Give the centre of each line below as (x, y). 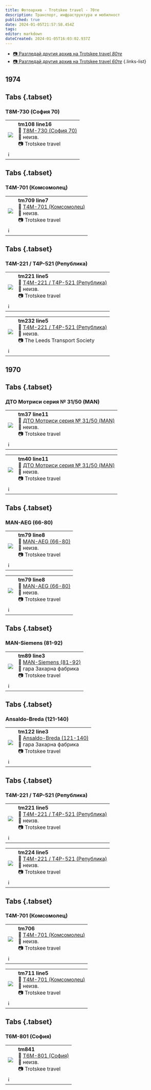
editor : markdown (24, 34)
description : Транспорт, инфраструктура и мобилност (63, 15)
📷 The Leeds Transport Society (56, 341)
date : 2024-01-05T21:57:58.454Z (40, 24)
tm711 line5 (33, 973)
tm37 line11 (33, 414)
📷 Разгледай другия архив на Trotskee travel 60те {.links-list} (80, 61)
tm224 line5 (33, 853)
